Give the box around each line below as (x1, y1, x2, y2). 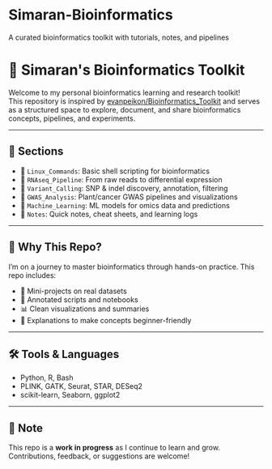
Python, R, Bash (19, 373, 74, 382)
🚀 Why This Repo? (8, 241, 103, 254)
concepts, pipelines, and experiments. (8, 113, 136, 123)
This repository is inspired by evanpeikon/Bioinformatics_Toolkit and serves (8, 96, 261, 106)
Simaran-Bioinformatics (8, 6, 173, 24)
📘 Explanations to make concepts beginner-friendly (19, 315, 192, 325)
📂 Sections (8, 144, 64, 159)
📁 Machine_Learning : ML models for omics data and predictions (19, 200, 231, 210)
